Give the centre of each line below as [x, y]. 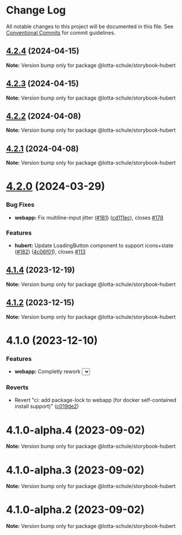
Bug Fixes [20, 205]
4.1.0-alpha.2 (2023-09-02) [75, 510]
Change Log [36, 10]
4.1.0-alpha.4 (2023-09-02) [76, 430]
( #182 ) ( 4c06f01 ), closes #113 [50, 251]
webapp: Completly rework [47, 372]
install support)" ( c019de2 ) [47, 406]
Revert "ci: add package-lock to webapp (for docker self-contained [95, 400]
